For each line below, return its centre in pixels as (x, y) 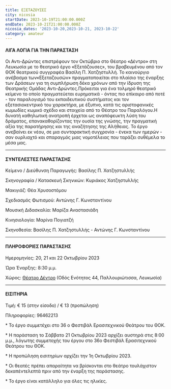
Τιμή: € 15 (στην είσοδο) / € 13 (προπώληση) (52, 305)
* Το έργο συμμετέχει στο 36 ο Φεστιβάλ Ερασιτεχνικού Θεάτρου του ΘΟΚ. (85, 325)
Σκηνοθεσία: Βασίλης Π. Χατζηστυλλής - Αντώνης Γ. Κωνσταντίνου (78, 230)
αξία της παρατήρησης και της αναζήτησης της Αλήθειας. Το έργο (76, 127)
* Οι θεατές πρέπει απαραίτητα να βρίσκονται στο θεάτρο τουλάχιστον (81, 366)
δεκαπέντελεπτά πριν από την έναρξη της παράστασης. (65, 371)
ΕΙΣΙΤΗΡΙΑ (17, 294)
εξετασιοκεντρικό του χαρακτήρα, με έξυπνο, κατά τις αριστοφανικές (80, 105)
